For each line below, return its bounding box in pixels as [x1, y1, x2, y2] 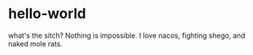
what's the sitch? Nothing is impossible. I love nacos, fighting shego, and [8, 31, 246, 40]
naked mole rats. [8, 38, 63, 48]
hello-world [8, 5, 87, 23]
